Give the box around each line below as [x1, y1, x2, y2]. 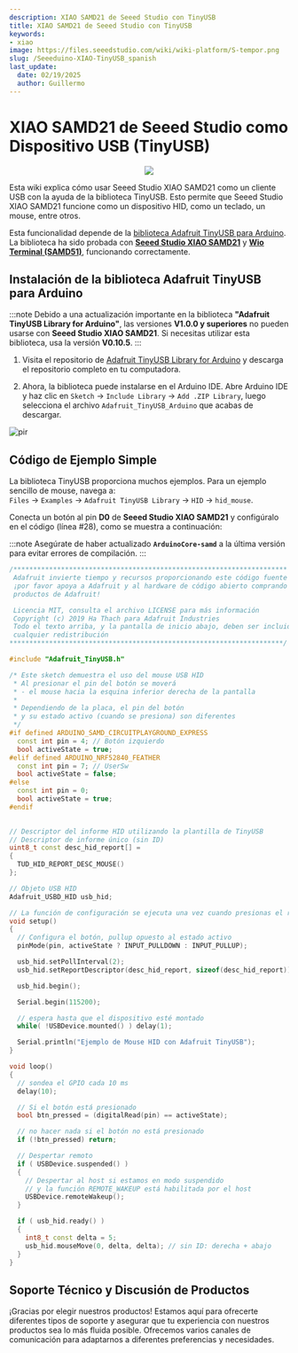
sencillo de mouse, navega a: [9, 485, 116, 497]
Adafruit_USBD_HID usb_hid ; [9, 892, 114, 901]
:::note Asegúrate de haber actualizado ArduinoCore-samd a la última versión [9, 538, 286, 550]
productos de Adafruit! [12, 590, 101, 598]
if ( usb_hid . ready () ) [17, 1216, 105, 1226]
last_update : [9, 63, 58, 72]
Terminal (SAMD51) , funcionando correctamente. [9, 246, 191, 257]
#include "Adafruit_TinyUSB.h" [9, 655, 125, 664]
